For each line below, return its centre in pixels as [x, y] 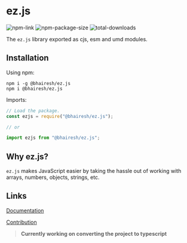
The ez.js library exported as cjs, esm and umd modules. [77, 39]
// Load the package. [33, 111]
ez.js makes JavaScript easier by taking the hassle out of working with [94, 171]
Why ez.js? [27, 157]
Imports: [16, 99]
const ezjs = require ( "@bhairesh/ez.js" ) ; [60, 116]
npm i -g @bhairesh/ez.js [38, 83]
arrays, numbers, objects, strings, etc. [53, 177]
